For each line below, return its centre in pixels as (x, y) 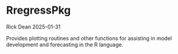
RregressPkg (39, 10)
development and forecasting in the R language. (65, 45)
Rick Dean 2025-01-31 (34, 27)
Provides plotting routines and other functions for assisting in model (89, 38)
